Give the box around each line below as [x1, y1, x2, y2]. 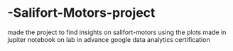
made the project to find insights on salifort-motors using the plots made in [7, 28, 227, 36]
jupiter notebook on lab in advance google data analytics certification [7, 35, 211, 43]
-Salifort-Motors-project [7, 5, 156, 21]
